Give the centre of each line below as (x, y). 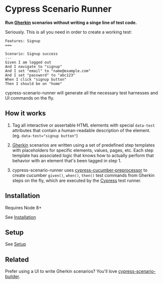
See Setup (15, 244)
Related (17, 259)
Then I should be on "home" (34, 84)
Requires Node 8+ (23, 208)
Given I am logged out (28, 62)
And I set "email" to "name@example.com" (48, 71)
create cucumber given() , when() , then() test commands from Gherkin (83, 175)
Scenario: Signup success (31, 54)
